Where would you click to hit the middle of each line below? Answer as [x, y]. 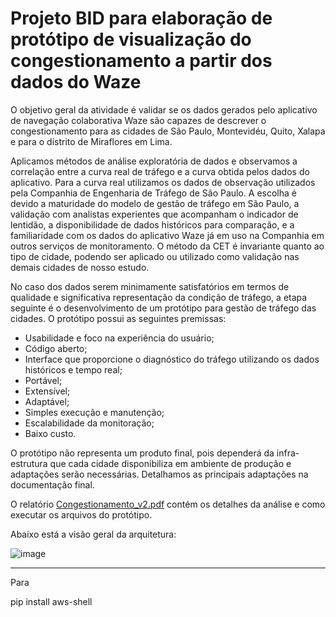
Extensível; [47, 391]
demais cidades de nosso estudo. [80, 267]
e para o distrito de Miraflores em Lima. [91, 141]
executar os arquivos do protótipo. [81, 514]
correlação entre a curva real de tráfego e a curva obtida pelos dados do [160, 171]
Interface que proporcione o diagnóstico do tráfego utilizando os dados [172, 359]
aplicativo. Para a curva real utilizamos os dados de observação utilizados [163, 182]
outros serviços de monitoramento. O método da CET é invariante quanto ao [167, 246]
